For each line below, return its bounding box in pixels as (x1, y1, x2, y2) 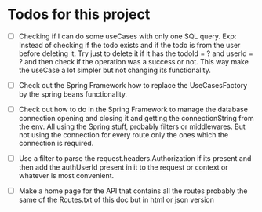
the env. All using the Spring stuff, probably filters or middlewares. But (18, 122, 246, 131)
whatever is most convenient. (18, 171, 115, 181)
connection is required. (18, 139, 94, 148)
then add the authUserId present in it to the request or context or (18, 163, 228, 172)
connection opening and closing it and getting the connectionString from (18, 114, 254, 123)
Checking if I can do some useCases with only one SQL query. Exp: (18, 31, 237, 41)
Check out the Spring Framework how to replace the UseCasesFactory (18, 81, 248, 90)
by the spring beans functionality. (18, 90, 127, 99)
